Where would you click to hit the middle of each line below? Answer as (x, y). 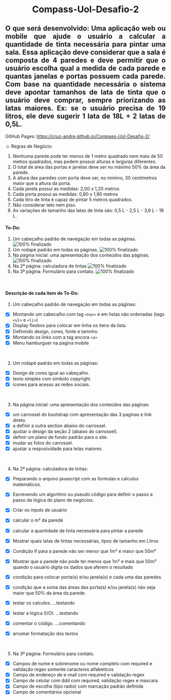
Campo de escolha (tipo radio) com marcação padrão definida (78, 686)
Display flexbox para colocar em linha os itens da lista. (70, 325)
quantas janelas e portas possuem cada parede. (85, 76)
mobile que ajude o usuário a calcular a (85, 36)
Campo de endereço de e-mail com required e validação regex (78, 675)
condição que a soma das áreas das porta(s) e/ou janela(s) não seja (84, 587)
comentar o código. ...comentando (49, 623)
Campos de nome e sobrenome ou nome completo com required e (82, 664)
